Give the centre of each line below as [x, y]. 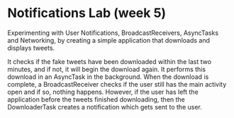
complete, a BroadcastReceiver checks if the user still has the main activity [117, 84]
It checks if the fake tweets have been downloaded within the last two [109, 61]
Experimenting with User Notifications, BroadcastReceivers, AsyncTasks [113, 33]
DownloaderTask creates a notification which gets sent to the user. [105, 107]
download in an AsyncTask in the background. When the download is [108, 77]
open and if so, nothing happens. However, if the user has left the [103, 92]
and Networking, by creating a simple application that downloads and [109, 40]
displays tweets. [31, 48]
